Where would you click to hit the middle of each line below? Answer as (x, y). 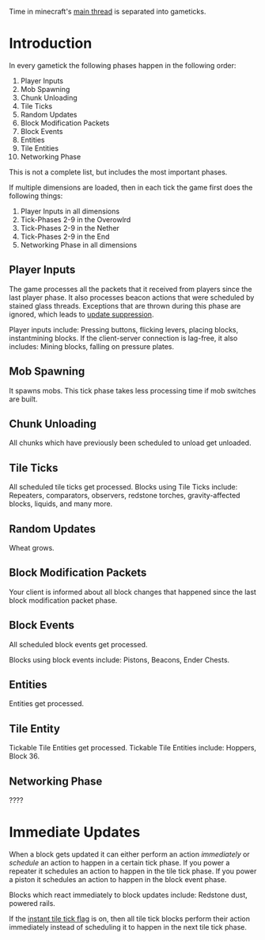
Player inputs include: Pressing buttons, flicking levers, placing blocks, (124, 329)
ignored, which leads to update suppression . (81, 314)
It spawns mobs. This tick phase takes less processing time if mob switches (132, 390)
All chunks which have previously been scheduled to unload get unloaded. (130, 443)
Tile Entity (34, 729)
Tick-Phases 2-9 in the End (65, 236)
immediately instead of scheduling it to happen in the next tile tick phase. (128, 927)
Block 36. (25, 756)
